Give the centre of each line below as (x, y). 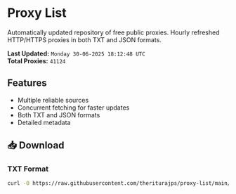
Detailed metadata (44, 122)
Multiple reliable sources (53, 100)
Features (27, 83)
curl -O (19, 183)
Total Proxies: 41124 (37, 60)
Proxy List (37, 13)
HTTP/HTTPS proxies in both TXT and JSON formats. (84, 39)
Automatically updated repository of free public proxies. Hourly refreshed (113, 32)
